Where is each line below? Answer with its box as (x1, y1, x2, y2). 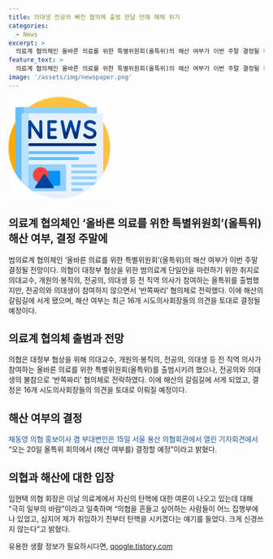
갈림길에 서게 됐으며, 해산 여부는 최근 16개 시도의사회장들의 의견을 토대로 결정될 (8, 295, 261, 305)
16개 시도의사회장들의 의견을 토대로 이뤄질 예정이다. (23, 385, 188, 395)
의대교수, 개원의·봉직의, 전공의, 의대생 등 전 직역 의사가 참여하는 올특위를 (8, 275, 238, 284)
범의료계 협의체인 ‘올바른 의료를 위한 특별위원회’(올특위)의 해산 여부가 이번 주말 (8, 254, 258, 264)
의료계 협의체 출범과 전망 (8, 331, 124, 345)
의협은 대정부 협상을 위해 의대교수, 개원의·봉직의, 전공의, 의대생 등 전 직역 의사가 (8, 354, 262, 365)
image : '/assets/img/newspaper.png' (8, 73, 132, 81)
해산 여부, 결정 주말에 (8, 232, 108, 245)
